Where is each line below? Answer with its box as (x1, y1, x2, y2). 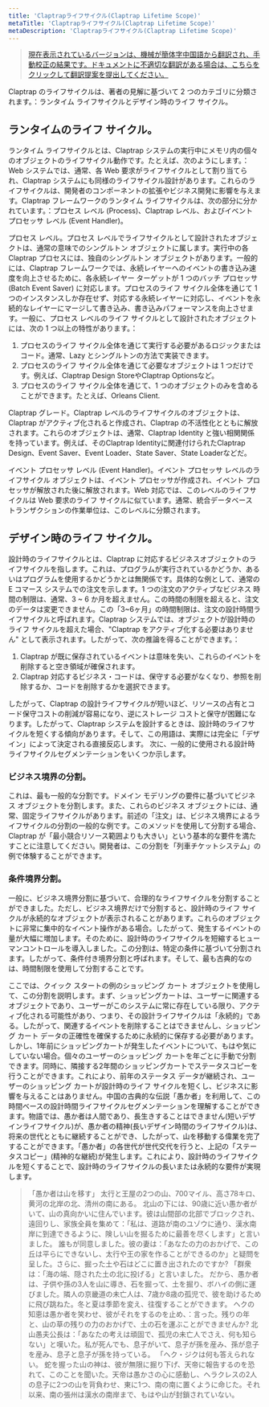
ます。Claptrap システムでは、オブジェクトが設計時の (78, 614, 255, 624)
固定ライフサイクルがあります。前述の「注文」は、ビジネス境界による (22, 811, 254, 821)
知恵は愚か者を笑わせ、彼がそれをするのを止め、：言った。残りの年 (27, 1309, 251, 1319)
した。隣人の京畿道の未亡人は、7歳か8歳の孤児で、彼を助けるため (42, 1289, 262, 1298)
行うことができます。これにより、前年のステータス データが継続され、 (8, 1071, 242, 1081)
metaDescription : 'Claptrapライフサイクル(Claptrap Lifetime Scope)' (8, 27, 237, 35)
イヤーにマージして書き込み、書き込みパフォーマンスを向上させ (35, 303, 247, 314)
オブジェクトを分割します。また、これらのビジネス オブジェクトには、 (17, 801, 251, 810)
